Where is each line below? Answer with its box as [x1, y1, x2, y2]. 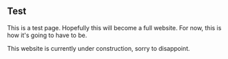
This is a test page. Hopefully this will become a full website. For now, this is [7, 23, 222, 32]
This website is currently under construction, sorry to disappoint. [7, 44, 190, 52]
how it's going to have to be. [7, 31, 88, 39]
